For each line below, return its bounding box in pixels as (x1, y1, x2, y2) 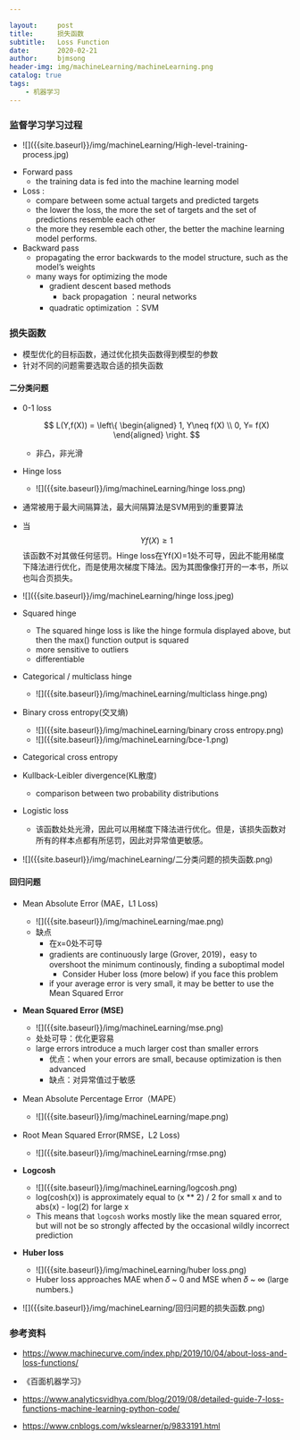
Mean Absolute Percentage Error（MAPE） (21, 1093, 181, 1103)
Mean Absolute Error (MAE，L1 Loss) (21, 898, 159, 908)
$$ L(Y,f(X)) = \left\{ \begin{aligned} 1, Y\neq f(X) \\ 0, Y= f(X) (43, 420, 270, 430)
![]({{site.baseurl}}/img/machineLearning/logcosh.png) (35, 1182, 238, 1193)
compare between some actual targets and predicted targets (35, 194, 259, 206)
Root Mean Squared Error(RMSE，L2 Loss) (21, 1129, 180, 1140)
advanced (48, 1063, 87, 1074)
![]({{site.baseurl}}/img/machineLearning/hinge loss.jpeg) (21, 591, 235, 601)
